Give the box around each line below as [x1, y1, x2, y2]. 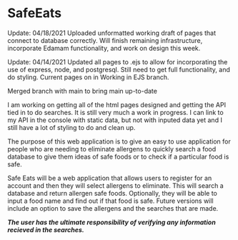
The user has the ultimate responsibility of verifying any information [7, 218, 216, 226]
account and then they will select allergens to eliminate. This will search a [7, 181, 224, 190]
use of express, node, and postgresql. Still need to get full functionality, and [7, 65, 231, 74]
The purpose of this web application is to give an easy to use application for [7, 137, 231, 146]
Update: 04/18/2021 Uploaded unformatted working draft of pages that [7, 29, 217, 37]
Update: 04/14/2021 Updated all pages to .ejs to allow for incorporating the [7, 57, 228, 66]
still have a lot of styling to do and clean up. [7, 123, 136, 131]
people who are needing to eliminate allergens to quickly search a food [7, 144, 217, 153]
